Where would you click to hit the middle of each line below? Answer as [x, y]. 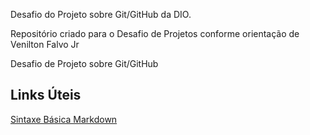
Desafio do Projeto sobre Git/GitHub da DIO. [101, 14]
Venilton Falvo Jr [45, 44]
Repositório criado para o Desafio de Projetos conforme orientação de [155, 33]
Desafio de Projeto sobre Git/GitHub [84, 63]
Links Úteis [46, 95]
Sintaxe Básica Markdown [64, 119]
